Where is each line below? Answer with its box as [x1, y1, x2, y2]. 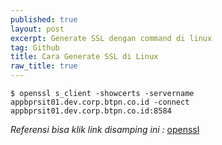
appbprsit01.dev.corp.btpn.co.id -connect [10, 97, 190, 107]
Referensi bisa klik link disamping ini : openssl [10, 124, 200, 135]
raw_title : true [10, 61, 78, 71]
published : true [10, 14, 78, 25]
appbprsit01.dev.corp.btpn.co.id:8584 [10, 106, 172, 116]
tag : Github [10, 42, 60, 53]
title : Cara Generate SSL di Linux [10, 52, 159, 62]
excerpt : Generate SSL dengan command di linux [10, 33, 213, 43]
